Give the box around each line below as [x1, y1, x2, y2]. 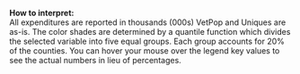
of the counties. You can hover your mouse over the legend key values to [9, 45, 280, 56]
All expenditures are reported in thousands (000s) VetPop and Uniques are [9, 17, 287, 28]
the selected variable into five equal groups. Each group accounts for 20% [9, 36, 286, 46]
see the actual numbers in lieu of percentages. [9, 55, 181, 65]
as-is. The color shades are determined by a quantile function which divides [9, 27, 291, 37]
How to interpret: [9, 8, 75, 18]
